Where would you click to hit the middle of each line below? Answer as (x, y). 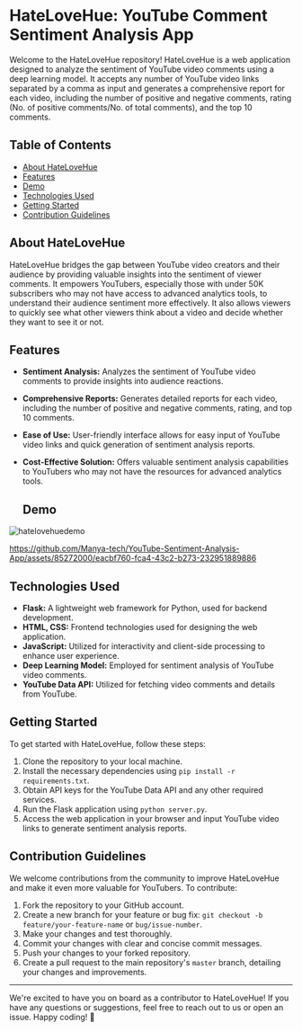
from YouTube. (50, 694)
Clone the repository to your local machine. (102, 761)
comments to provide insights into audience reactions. (123, 381)
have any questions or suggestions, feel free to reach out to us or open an (147, 1007)
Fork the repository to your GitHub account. (103, 905)
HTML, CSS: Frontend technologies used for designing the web (140, 627)
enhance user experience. (71, 656)
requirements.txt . (56, 780)
